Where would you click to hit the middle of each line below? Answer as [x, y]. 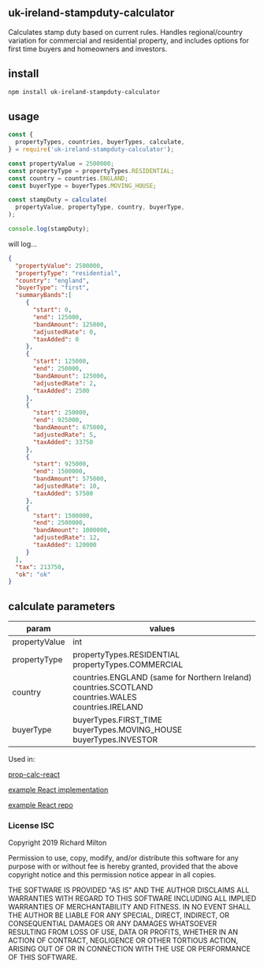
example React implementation [58, 790]
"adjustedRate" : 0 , [65, 332]
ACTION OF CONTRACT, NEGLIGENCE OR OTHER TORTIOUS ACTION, [123, 940]
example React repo [41, 805]
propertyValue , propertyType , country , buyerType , [100, 207]
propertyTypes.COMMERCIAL [128, 665]
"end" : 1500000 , [59, 472]
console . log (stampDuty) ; [49, 229]
